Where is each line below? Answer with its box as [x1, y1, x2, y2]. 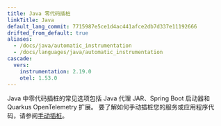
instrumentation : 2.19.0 [19, 68, 92, 75]
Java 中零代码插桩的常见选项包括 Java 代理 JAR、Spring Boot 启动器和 [7, 94, 211, 102]
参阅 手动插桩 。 [25, 111, 68, 120]
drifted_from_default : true [7, 29, 89, 37]
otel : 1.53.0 [19, 74, 58, 82]
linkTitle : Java [7, 17, 54, 24]
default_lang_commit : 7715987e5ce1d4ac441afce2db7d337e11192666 [7, 23, 197, 30]
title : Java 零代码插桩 [7, 10, 71, 17]
